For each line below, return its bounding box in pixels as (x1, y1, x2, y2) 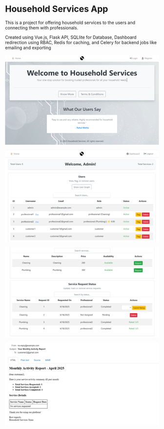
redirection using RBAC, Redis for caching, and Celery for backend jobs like (5, 39, 157, 45)
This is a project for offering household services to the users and (5, 20, 136, 25)
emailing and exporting (5, 45, 51, 50)
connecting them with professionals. (5, 24, 79, 30)
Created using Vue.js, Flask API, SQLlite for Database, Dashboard (5, 34, 137, 40)
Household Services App (5, 3, 108, 15)
